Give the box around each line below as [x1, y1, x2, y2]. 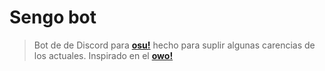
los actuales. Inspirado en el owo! [33, 49, 174, 61]
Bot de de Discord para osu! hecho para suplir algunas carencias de [33, 39, 316, 51]
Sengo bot [9, 6, 97, 29]
